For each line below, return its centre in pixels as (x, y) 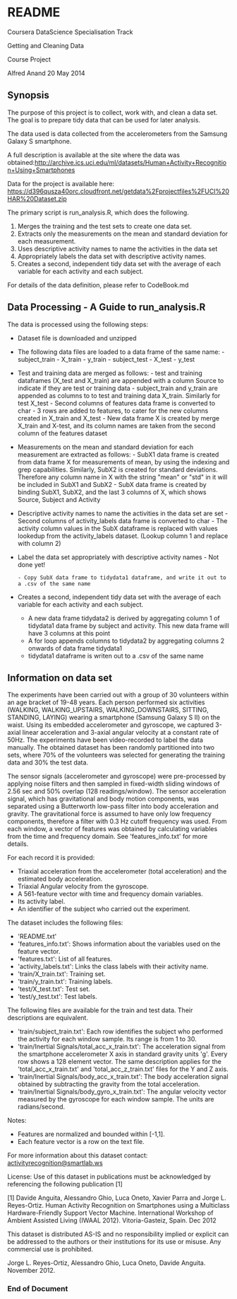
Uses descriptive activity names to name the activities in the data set (117, 248)
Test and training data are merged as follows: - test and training (110, 373)
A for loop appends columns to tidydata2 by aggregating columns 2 (126, 641)
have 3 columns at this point (69, 633)
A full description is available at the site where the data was (93, 155)
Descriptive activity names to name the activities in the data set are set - (122, 513)
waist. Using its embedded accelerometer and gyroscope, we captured (110, 725)
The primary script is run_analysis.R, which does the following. (98, 212)
